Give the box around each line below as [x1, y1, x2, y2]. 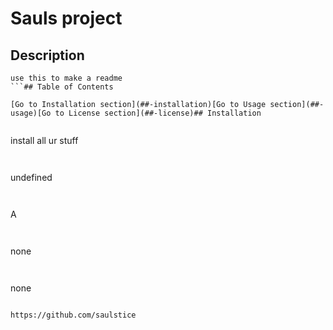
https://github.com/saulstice [10, 310, 137, 320]
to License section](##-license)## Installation [54, 108, 262, 118]
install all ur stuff [10, 135, 79, 146]
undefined [10, 172, 53, 183]
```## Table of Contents [10, 82, 114, 92]
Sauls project [10, 7, 123, 30]
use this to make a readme [10, 73, 123, 83]
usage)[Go [10, 108, 52, 118]
